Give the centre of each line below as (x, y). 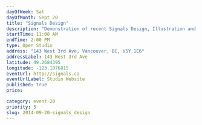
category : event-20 (31, 101)
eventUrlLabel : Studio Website (46, 79)
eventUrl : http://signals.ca (43, 74)
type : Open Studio (29, 46)
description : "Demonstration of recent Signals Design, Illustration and (101, 29)
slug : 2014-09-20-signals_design (48, 112)
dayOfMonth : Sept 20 (32, 18)
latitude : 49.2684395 (34, 62)
